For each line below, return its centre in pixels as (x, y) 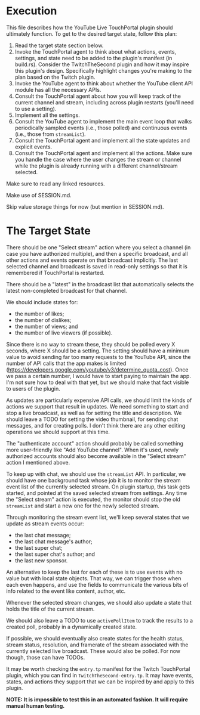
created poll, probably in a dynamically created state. (72, 627)
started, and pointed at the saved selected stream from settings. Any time (97, 493)
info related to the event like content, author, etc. (66, 591)
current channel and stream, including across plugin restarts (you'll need (104, 102)
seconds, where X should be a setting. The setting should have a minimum (98, 351)
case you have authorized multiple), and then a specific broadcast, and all (97, 253)
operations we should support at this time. (58, 432)
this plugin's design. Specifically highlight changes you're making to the (103, 70)
